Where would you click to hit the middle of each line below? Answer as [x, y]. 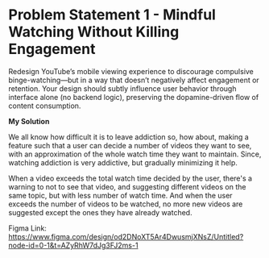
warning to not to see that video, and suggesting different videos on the [127, 186]
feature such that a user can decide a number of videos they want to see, [130, 145]
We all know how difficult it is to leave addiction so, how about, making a [129, 137]
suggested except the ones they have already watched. [100, 212]
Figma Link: [27, 228]
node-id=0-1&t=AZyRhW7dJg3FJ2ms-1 [73, 245]
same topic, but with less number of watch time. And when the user [120, 195]
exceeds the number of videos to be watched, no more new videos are [126, 204]
